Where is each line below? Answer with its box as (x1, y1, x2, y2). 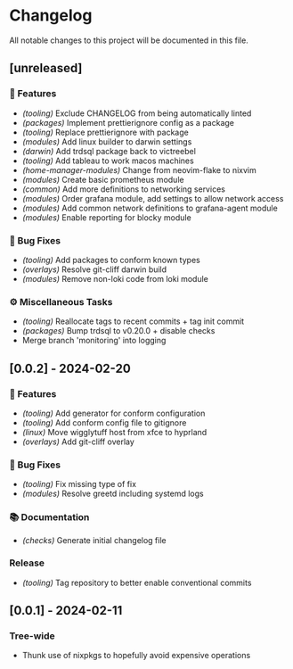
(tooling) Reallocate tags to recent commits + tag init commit (21, 316, 245, 326)
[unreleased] (9, 61, 83, 76)
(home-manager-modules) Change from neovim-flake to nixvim (21, 164, 256, 175)
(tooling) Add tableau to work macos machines (21, 155, 194, 166)
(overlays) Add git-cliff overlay (21, 436, 135, 447)
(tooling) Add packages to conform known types (21, 254, 200, 265)
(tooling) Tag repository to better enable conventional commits (21, 577, 252, 588)
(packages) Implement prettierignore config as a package (21, 117, 234, 128)
